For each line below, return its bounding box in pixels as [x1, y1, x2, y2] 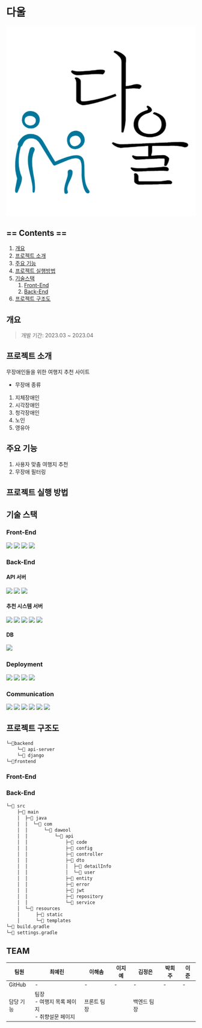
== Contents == [6, 227, 67, 238]
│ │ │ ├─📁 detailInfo [17, 863, 112, 869]
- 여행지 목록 [34, 998, 66, 1005]
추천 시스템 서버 [6, 603, 43, 610]
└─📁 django [17, 752, 44, 758]
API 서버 [6, 574, 26, 581]
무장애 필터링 [14, 468, 46, 475]
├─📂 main [17, 809, 39, 815]
